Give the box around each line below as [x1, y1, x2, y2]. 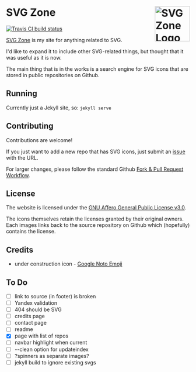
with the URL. [6, 154, 38, 161]
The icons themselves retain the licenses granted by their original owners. [6, 215, 184, 222]
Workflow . [6, 171, 30, 178]
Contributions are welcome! [6, 136, 73, 143]
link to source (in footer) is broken [14, 293, 96, 299]
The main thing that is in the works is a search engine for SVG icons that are [6, 65, 188, 73]
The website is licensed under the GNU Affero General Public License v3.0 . [6, 204, 187, 211]
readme [14, 326, 33, 333]
